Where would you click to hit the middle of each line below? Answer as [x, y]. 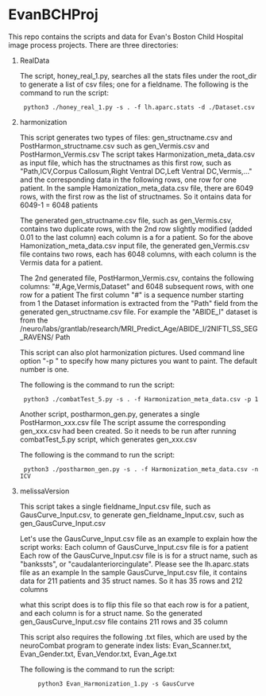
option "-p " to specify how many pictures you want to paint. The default [138, 361]
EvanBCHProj [53, 15]
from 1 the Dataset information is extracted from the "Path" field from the [139, 303]
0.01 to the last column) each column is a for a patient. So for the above [137, 237]
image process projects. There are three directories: [93, 44]
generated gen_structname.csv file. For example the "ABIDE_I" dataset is [139, 311]
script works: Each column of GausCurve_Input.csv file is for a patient [134, 547]
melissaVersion [44, 491]
